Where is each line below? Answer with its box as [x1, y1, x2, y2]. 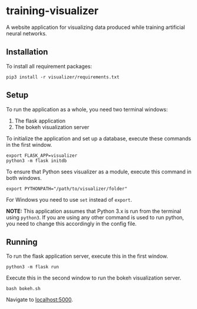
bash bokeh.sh [6, 286, 41, 292]
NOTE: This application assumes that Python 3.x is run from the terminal [6, 208, 181, 215]
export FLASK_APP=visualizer [6, 152, 78, 159]
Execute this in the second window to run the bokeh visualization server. [6, 274, 181, 281]
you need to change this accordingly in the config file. [6, 220, 137, 227]
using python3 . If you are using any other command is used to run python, [6, 213, 184, 221]
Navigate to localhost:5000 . [6, 296, 74, 303]
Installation [6, 47, 48, 57]
